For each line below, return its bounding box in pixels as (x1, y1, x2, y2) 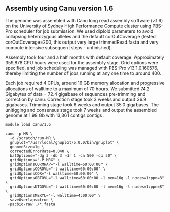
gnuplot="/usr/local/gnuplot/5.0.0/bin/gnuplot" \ (10, 140, 119, 145)
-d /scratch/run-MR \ (10, 135, 56, 141)
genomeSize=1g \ (10, 144, 44, 149)
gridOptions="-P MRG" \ (10, 157, 60, 162)
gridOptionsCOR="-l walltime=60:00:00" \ (10, 171, 99, 176)
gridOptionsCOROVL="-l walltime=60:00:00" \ (10, 166, 106, 172)
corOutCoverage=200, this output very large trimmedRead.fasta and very (5, 39, 159, 45)
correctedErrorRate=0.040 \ (10, 149, 70, 154)
